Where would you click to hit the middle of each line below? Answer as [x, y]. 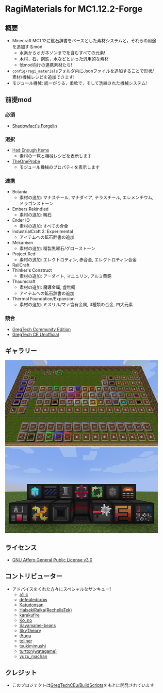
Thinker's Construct [32, 270]
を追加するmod [27, 47]
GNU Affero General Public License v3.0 [52, 560]
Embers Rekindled [30, 209]
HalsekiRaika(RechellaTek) [46, 610]
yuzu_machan [33, 656]
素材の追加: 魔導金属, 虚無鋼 [47, 287]
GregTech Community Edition [41, 329]
